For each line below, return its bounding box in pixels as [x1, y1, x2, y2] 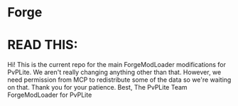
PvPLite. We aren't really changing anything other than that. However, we [7, 68, 222, 77]
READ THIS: [7, 37, 78, 53]
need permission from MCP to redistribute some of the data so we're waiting [7, 75, 232, 84]
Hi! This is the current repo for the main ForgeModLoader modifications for [7, 60, 226, 69]
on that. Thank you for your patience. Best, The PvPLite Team [7, 83, 188, 92]
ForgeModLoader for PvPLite [7, 90, 92, 100]
